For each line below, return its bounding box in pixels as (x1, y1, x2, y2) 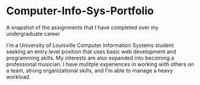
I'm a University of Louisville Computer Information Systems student (6, 42, 174, 49)
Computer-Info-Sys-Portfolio (6, 4, 154, 18)
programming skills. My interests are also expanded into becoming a (6, 54, 174, 61)
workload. (6, 73, 31, 80)
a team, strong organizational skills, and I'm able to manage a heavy (6, 67, 173, 74)
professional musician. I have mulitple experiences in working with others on (6, 61, 194, 68)
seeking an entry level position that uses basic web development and (6, 48, 176, 55)
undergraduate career (6, 30, 60, 37)
